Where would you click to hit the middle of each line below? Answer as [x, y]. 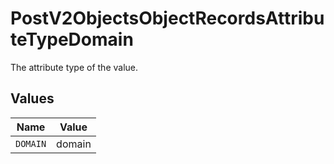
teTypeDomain [72, 39]
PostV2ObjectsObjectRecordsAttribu [167, 18]
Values [32, 98]
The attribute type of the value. [74, 67]
